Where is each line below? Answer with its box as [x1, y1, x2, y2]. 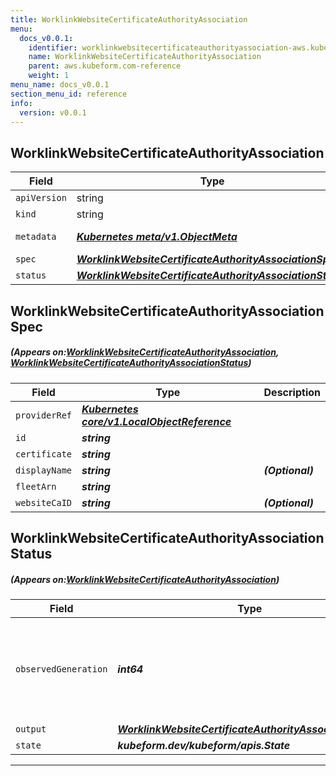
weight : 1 [28, 71, 70, 81]
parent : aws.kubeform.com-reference [28, 61, 182, 71]
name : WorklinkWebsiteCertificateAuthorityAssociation [28, 52, 262, 62]
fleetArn [15, 481, 57, 492]
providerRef [15, 409, 73, 421]
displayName [15, 464, 73, 476]
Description [263, 385, 321, 399]
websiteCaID [15, 497, 73, 508]
